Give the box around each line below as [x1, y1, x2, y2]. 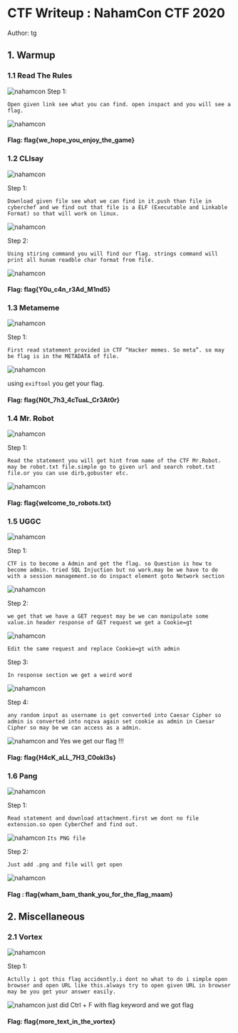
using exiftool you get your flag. [7, 380, 105, 388]
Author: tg [7, 29, 37, 37]
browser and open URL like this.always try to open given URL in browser [7, 982, 232, 989]
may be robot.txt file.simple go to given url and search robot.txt [7, 464, 215, 471]
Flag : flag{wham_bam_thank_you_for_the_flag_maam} [7, 890, 173, 898]
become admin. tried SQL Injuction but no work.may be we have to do [7, 566, 219, 574]
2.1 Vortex [7, 932, 43, 942]
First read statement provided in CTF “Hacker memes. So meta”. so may [7, 347, 224, 354]
